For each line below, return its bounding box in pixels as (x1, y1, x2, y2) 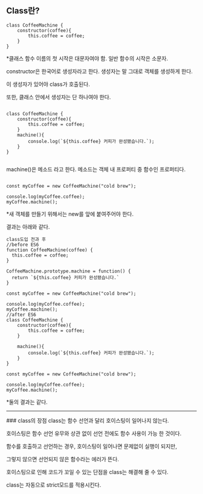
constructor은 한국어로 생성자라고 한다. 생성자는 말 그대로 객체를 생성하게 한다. (6, 67, 193, 74)
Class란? (6, 5, 40, 16)
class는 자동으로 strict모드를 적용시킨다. (6, 481, 101, 489)
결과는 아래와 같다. (6, 223, 50, 230)
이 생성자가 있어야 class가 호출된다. (6, 81, 91, 88)
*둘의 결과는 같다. (6, 398, 48, 406)
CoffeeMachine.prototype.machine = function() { (6, 268, 131, 274)
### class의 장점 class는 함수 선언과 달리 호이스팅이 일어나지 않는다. (6, 417, 169, 424)
